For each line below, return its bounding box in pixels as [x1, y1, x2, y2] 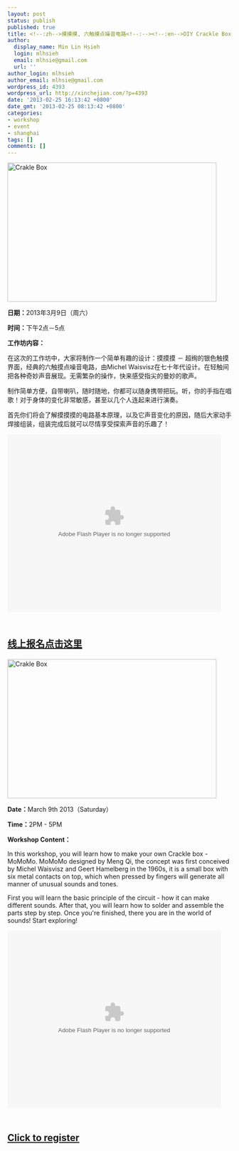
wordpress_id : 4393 [7, 83, 65, 90]
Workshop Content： [7, 835, 71, 844]
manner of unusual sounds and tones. [7, 879, 119, 888]
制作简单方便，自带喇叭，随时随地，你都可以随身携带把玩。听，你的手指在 [7, 387, 225, 396]
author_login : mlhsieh [7, 70, 75, 77]
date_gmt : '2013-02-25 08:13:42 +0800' [7, 103, 126, 110]
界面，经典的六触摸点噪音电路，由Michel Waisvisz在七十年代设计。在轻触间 [7, 363, 229, 371]
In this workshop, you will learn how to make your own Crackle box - [7, 849, 208, 858]
